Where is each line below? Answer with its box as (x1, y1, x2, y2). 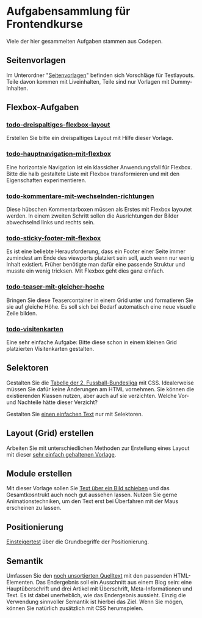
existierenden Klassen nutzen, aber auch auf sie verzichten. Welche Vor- (6, 392, 189, 399)
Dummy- (170, 78, 193, 85)
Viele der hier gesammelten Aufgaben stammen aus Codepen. (6, 37, 163, 45)
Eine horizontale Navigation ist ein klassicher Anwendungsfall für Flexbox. (6, 163, 192, 171)
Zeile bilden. (6, 309, 38, 317)
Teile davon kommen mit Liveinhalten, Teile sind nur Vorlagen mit (6, 78, 170, 85)
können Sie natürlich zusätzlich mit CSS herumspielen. (6, 604, 144, 612)
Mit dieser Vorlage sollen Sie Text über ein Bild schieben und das (6, 485, 170, 492)
